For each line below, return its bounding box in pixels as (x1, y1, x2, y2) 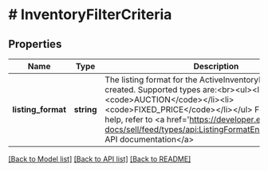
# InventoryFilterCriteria (8, 6, 172, 24)
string (73, 104, 97, 115)
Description (193, 61, 239, 72)
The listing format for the (104, 74, 198, 85)
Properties (8, 37, 62, 51)
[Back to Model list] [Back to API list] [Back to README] (8, 154, 191, 164)
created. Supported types (104, 84, 201, 95)
